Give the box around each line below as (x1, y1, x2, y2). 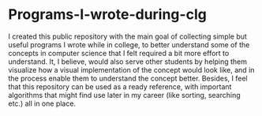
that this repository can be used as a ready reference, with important (8, 81, 232, 92)
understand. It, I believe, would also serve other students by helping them (8, 57, 247, 66)
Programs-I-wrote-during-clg (8, 6, 207, 24)
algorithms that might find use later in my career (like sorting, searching (8, 90, 241, 99)
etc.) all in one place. (8, 99, 77, 108)
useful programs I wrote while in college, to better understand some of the (8, 39, 250, 49)
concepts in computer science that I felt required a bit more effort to (8, 48, 230, 58)
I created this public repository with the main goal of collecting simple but (8, 32, 247, 41)
